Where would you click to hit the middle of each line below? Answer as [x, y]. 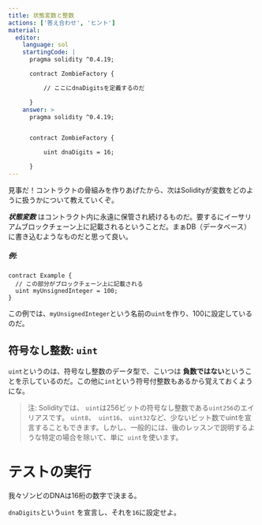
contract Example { [40, 276]
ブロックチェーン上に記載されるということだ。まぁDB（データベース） [136, 227]
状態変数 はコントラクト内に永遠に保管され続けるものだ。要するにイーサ [127, 216]
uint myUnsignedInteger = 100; [67, 291]
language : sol [45, 45]
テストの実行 [50, 472]
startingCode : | [49, 52]
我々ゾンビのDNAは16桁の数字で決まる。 [75, 495]
